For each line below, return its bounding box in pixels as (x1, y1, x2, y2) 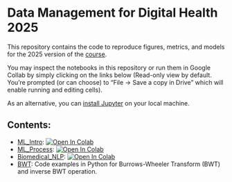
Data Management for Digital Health (7, 5, 218, 21)
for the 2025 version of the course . (7, 50, 107, 58)
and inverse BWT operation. (17, 167, 98, 175)
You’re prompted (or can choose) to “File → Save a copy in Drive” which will (7, 78, 224, 86)
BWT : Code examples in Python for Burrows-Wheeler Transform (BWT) (17, 160, 220, 168)
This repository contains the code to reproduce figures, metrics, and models (7, 42, 225, 51)
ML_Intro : (17, 138, 45, 146)
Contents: (7, 119, 51, 131)
